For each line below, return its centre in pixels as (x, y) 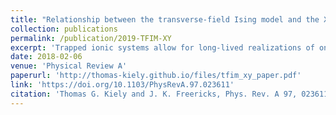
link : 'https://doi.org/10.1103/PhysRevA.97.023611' (122, 85)
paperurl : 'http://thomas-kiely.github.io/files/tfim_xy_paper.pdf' (156, 76)
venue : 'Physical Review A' (69, 66)
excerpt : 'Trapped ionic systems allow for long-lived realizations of (162, 47)
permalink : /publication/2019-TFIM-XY (91, 38)
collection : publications (64, 29)
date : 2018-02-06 (46, 57)
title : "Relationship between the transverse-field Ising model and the (165, 19)
